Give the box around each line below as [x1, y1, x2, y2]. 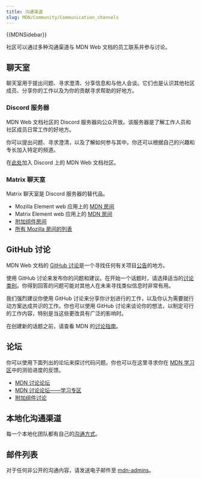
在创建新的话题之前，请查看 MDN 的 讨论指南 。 [6, 322, 121, 330]
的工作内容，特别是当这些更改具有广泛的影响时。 [6, 310, 127, 317]
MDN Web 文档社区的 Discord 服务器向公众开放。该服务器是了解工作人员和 [6, 118, 191, 125]
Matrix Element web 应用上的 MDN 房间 [14, 210, 112, 217]
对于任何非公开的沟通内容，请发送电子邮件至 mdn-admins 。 [6, 466, 154, 474]
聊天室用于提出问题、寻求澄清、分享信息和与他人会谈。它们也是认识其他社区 [6, 79, 195, 87]
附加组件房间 [14, 217, 47, 225]
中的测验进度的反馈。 [11, 366, 64, 373]
